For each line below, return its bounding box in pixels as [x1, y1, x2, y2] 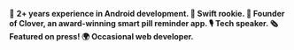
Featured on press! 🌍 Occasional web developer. [9, 32, 194, 41]
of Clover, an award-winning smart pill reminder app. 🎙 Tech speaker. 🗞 [9, 18, 279, 28]
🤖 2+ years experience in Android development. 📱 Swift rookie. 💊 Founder [9, 9, 285, 18]
